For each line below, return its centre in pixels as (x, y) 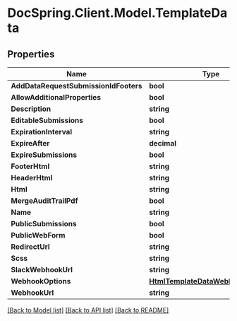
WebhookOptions (41, 281)
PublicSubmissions (44, 224)
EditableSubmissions (47, 120)
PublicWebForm (38, 235)
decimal (163, 143)
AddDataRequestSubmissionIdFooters (77, 86)
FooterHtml (30, 166)
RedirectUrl (31, 247)
